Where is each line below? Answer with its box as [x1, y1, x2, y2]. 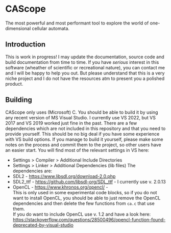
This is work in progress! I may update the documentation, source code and [5, 54, 164, 60]
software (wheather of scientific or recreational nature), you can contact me [5, 64, 165, 70]
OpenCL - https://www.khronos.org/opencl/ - [12, 184, 108, 190]
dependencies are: [12, 168, 53, 174]
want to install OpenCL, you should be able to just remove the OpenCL [12, 195, 161, 201]
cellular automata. [32, 25, 70, 31]
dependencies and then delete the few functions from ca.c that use [12, 200, 155, 206]
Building [5, 95, 32, 105]
